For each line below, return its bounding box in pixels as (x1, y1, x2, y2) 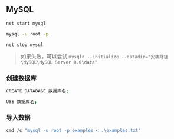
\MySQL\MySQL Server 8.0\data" (20, 59, 98, 65)
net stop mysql (6, 41, 44, 48)
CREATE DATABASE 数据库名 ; (6, 88, 69, 94)
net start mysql (6, 20, 46, 26)
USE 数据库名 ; (6, 98, 37, 105)
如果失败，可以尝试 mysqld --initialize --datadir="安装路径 (20, 53, 169, 60)
